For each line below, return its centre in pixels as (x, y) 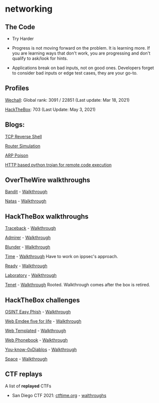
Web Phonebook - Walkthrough (36, 340)
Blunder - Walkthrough (28, 247)
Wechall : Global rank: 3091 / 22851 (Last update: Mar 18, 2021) (67, 100)
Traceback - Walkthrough (31, 228)
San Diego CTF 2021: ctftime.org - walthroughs (59, 395)
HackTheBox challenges (42, 300)
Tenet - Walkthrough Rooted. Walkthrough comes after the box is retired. (78, 285)
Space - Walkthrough (26, 359)
